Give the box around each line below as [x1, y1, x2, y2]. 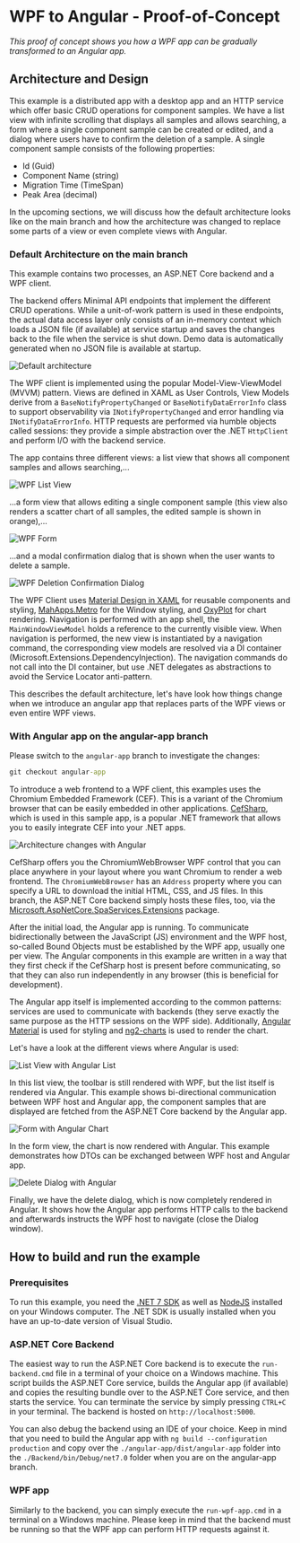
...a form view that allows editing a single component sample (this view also [9, 496, 288, 508]
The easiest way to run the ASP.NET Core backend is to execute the [9, 1358, 261, 1370]
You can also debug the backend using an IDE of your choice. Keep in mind [9, 1424, 287, 1434]
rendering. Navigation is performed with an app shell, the [9, 614, 220, 625]
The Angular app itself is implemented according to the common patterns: [9, 996, 282, 1007]
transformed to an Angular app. [9, 45, 127, 56]
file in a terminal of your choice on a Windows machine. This [55, 1368, 279, 1379]
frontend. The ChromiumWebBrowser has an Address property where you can [9, 876, 282, 887]
